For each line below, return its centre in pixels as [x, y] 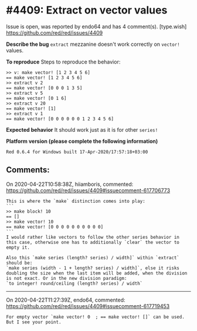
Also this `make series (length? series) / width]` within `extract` [93, 258]
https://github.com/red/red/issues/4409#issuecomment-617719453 [88, 306]
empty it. [18, 248]
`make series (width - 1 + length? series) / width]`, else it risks [93, 268]
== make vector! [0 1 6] [36, 98]
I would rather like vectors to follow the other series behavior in [93, 237]
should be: [19, 263]
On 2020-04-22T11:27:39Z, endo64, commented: [66, 300]
